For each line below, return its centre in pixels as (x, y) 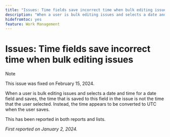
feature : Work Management (32, 24)
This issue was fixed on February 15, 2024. (50, 83)
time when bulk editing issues (69, 60)
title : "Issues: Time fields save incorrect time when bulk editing (79, 10)
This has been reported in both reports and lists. (55, 119)
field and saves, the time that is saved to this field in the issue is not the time (85, 99)
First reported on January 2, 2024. (41, 129)
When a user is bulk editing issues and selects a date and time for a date (81, 94)
